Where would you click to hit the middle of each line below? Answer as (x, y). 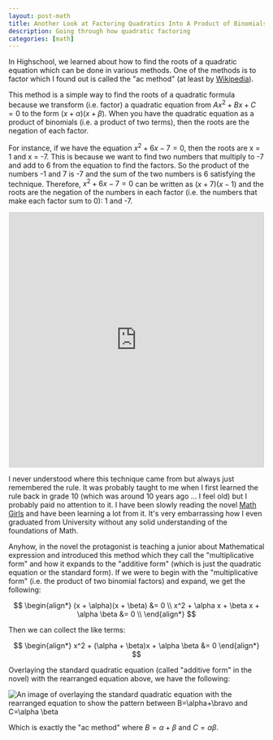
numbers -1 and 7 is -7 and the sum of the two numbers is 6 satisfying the (132, 174)
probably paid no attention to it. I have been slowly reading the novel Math (132, 505)
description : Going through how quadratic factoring (100, 31)
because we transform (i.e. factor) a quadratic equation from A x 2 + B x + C (132, 104)
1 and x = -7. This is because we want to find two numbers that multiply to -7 (136, 156)
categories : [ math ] (41, 39)
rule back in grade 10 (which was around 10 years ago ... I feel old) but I (128, 496)
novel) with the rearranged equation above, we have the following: (119, 679)
